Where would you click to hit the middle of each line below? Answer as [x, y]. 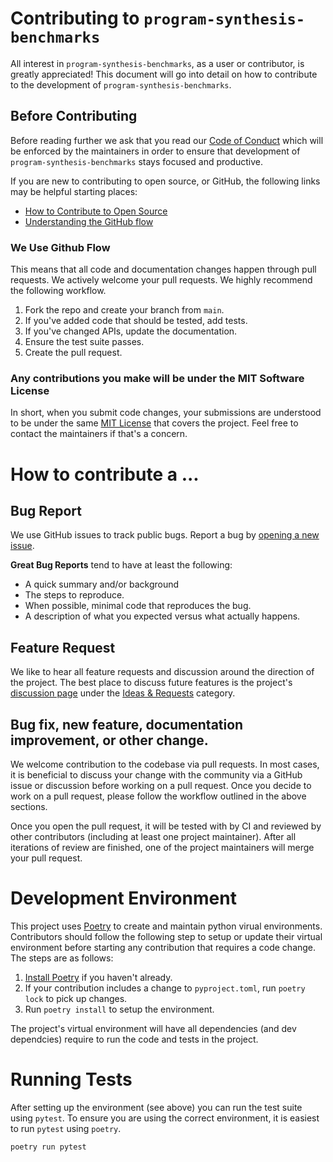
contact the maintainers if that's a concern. [99, 434]
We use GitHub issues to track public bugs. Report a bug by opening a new [165, 535]
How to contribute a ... [105, 474]
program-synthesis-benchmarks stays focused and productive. [137, 161]
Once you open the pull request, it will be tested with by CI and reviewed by [166, 826]
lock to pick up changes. [76, 998]
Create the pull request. [73, 353]
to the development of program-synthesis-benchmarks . [121, 84]
